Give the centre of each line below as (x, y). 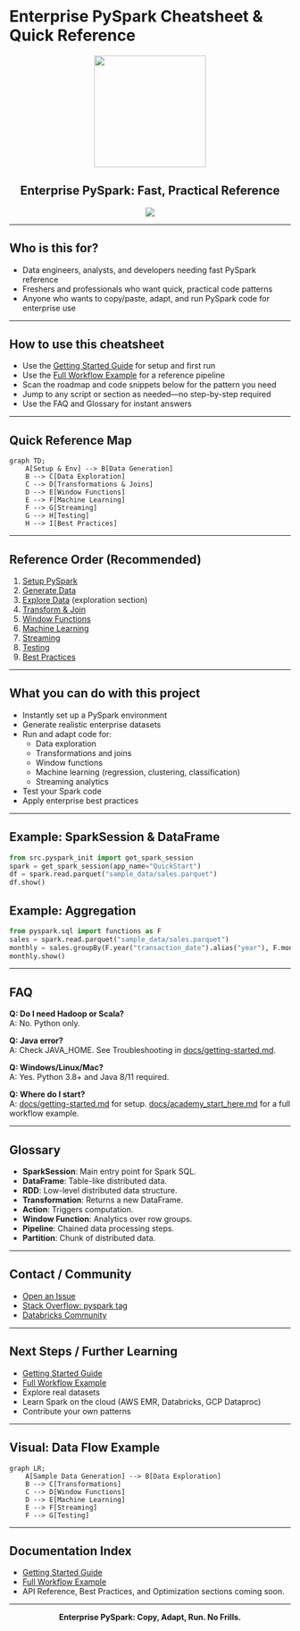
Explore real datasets (61, 1392)
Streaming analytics (72, 781)
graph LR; (28, 1468)
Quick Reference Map (71, 440)
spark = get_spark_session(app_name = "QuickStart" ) (105, 866)
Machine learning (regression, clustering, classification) (138, 772)
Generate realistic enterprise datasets (92, 724)
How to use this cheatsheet (87, 344)
